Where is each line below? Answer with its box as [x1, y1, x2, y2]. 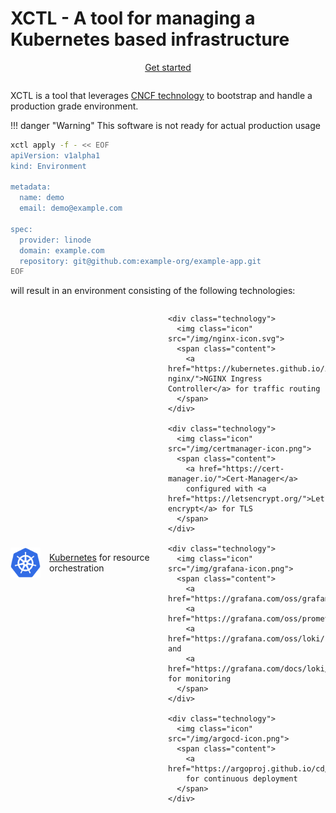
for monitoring [168, 674, 232, 684]
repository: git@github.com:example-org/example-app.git [19, 256, 262, 266]
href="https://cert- [199, 464, 285, 474]
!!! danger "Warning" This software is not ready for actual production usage [10, 119, 321, 131]
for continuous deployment [185, 774, 298, 784]
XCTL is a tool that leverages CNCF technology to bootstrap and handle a [10, 89, 313, 101]
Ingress [230, 374, 263, 384]
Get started [144, 61, 192, 73]
